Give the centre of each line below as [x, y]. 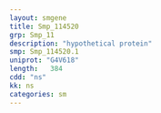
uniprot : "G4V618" [44, 60]
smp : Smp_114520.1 [44, 52]
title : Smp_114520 [44, 26]
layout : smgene [38, 18]
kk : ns [22, 86]
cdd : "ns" [28, 77]
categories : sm [38, 94]
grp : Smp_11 [32, 35]
